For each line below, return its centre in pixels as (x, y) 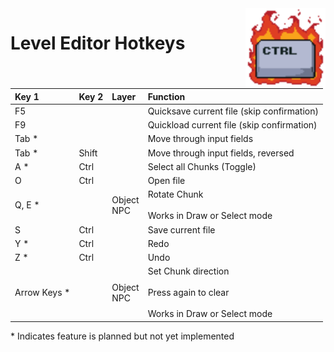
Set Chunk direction (188, 271)
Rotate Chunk (175, 194)
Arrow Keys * (42, 293)
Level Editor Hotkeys (98, 43)
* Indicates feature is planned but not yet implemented (122, 336)
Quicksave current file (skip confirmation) (233, 111)
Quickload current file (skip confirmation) (232, 125)
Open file (166, 180)
